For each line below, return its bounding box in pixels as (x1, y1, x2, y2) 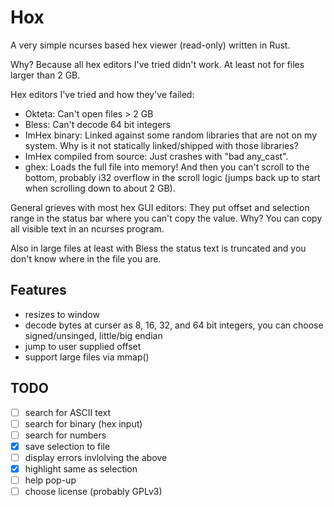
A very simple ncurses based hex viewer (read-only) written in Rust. (10, 39, 291, 51)
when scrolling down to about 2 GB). (24, 182, 176, 194)
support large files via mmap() (24, 351, 150, 363)
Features (10, 282, 67, 299)
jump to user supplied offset (24, 340, 142, 352)
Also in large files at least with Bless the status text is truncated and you (10, 242, 307, 254)
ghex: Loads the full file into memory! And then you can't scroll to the (24, 161, 310, 173)
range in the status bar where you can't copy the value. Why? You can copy (10, 212, 323, 224)
